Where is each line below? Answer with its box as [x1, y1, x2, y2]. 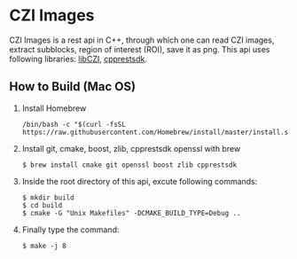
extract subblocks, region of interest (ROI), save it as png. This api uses [9, 43, 270, 54]
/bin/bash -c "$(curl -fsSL [21, 120, 126, 129]
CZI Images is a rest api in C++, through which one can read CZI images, [9, 35, 275, 45]
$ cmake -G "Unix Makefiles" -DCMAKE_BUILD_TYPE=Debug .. [21, 208, 241, 217]
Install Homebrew [21, 103, 87, 114]
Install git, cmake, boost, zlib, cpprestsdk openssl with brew [21, 143, 241, 153]
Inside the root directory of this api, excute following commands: [21, 176, 258, 186]
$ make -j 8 [21, 241, 66, 250]
